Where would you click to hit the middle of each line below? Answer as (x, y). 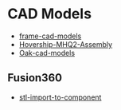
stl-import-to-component (60, 97)
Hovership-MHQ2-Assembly (66, 44)
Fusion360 (35, 78)
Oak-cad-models (47, 53)
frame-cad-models (50, 36)
